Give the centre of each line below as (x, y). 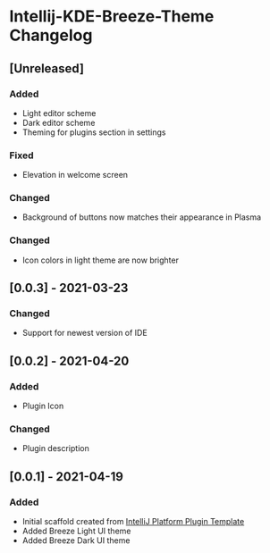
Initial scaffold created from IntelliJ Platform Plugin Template (133, 522)
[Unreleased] (47, 68)
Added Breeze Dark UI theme (76, 540)
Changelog (51, 35)
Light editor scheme (59, 113)
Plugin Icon (43, 406)
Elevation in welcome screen (75, 175)
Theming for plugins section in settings (94, 132)
